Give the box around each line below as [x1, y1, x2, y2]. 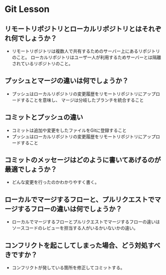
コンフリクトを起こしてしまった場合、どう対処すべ [4, 241, 161, 250]
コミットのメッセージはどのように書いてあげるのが [4, 156, 161, 164]
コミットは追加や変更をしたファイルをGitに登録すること [11, 127, 127, 133]
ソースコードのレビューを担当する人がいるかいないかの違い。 [11, 225, 139, 231]
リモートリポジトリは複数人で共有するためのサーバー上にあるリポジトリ [11, 48, 160, 54]
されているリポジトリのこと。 [11, 61, 73, 66]
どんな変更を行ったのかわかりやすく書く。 [11, 179, 99, 185]
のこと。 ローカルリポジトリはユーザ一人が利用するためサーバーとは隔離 [11, 54, 162, 60]
